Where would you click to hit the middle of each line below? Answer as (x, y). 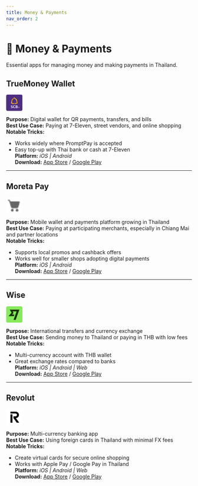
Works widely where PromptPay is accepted (68, 143)
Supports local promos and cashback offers (68, 252)
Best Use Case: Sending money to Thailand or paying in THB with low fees (97, 337)
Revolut (21, 398)
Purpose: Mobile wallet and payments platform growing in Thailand (88, 222)
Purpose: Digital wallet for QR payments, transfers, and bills (79, 119)
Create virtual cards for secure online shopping (72, 458)
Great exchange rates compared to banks (65, 361)
